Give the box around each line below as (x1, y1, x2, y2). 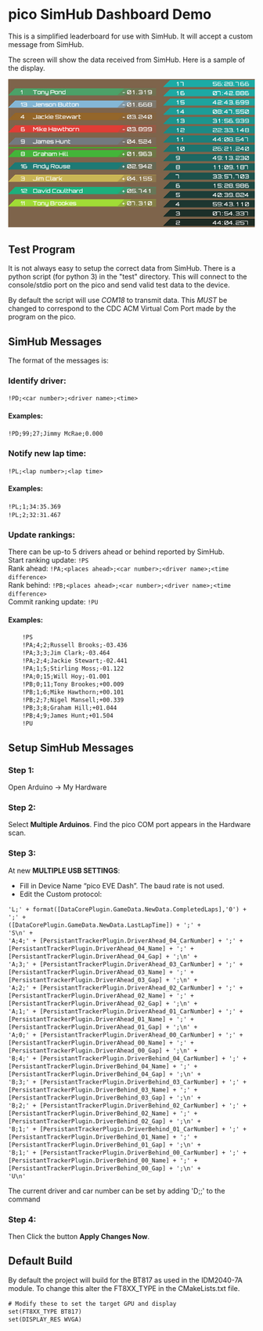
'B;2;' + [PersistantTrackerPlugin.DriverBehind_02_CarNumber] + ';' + (8, 1101, 247, 1110)
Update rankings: (8, 529, 76, 540)
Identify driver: (8, 375, 67, 386)
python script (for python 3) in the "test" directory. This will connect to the (8, 272, 247, 282)
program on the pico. (8, 312, 76, 322)
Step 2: (8, 802, 37, 813)
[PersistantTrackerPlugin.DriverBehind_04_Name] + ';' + (8, 1062, 198, 1070)
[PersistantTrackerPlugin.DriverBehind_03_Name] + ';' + (8, 1085, 198, 1094)
